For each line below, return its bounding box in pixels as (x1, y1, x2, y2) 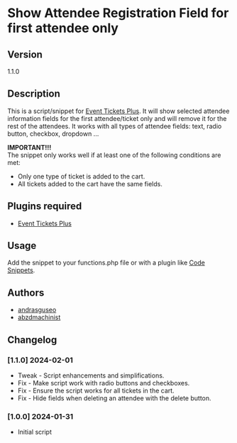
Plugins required (7, 201, 82, 213)
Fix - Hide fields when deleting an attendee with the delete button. (17, 393, 211, 402)
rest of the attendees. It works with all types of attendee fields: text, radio (7, 122, 222, 130)
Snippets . (7, 266, 35, 274)
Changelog (7, 333, 57, 346)
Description (7, 87, 60, 100)
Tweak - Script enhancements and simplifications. (17, 371, 165, 380)
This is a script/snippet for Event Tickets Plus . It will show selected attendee (7, 107, 230, 115)
